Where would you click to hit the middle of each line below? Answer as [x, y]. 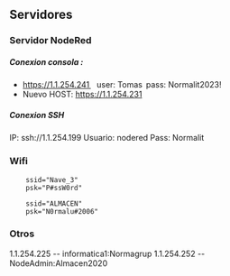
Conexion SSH [37, 115]
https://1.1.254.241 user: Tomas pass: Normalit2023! [122, 85]
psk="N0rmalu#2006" [62, 211]
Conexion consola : [46, 61]
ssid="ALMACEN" [54, 203]
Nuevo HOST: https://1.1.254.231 [82, 95]
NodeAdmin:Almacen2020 [59, 263]
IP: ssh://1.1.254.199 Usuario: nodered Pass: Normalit [107, 138]
